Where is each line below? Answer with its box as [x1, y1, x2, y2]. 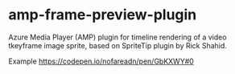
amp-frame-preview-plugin [8, 6, 197, 24]
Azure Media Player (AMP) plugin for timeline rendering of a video [8, 32, 227, 42]
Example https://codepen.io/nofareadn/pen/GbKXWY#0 [8, 56, 195, 66]
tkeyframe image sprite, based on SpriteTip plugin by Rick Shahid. [8, 40, 228, 50]
